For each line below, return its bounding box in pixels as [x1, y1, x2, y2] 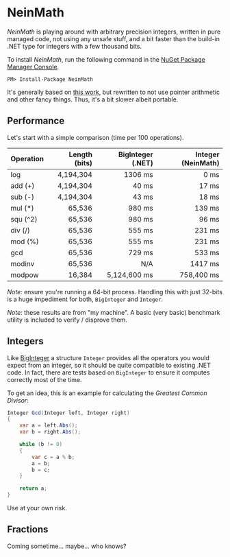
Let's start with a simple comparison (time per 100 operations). [7, 133, 184, 141]
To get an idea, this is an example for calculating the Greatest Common [7, 389, 207, 397]
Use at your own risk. [7, 504, 67, 512]
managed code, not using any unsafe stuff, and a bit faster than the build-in [7, 34, 220, 43]
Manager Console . [7, 62, 60, 71]
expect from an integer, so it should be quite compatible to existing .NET [7, 361, 211, 369]
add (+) [10, 180, 35, 190]
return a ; [19, 485, 48, 492]
